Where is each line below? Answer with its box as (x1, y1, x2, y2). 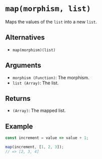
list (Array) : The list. (12, 80, 59, 86)
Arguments (5, 61, 42, 70)
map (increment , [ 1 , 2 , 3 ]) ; (5, 144, 64, 149)
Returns (5, 94, 31, 103)
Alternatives (5, 33, 45, 42)
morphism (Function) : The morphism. (12, 74, 89, 80)
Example (5, 122, 33, 130)
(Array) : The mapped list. (12, 107, 66, 114)
